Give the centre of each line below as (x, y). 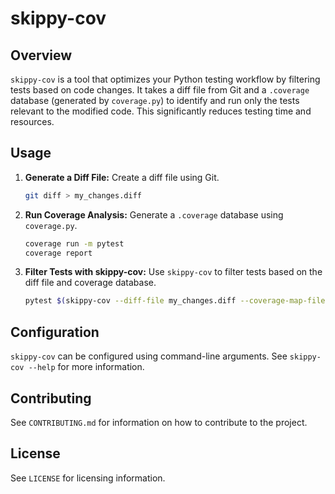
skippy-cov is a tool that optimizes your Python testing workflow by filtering (165, 79)
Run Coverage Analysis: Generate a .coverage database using (154, 214)
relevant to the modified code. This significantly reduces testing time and (161, 111)
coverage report (58, 253)
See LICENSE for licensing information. (88, 478)
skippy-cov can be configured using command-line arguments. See (149, 356)
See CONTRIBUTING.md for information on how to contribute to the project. (159, 422)
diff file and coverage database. (90, 283)
